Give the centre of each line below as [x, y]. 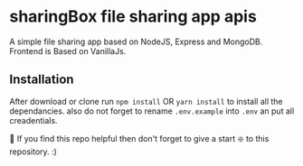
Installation [42, 80]
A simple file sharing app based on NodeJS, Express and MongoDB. [136, 41]
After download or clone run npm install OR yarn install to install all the [146, 101]
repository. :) [33, 152]
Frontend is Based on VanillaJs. [68, 51]
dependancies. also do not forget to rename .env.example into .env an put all [152, 111]
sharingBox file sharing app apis [133, 17]
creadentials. [33, 120]
